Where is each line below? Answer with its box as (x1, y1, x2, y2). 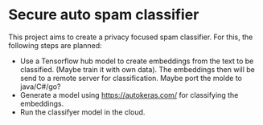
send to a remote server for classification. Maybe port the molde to (19, 73, 243, 83)
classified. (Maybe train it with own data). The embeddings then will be (19, 64, 256, 74)
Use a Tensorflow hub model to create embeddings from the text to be (19, 56, 254, 66)
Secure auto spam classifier (8, 6, 199, 24)
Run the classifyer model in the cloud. (19, 107, 146, 117)
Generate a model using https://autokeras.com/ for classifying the (19, 90, 239, 99)
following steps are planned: (8, 40, 102, 50)
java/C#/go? (19, 82, 61, 91)
